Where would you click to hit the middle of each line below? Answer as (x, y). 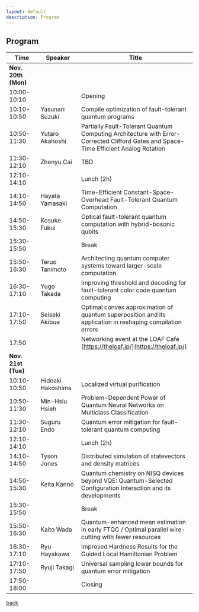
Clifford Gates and (136, 141)
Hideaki (51, 381)
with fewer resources (131, 537)
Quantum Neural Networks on (122, 405)
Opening (93, 96)
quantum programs (107, 117)
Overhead (95, 200)
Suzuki (50, 117)
